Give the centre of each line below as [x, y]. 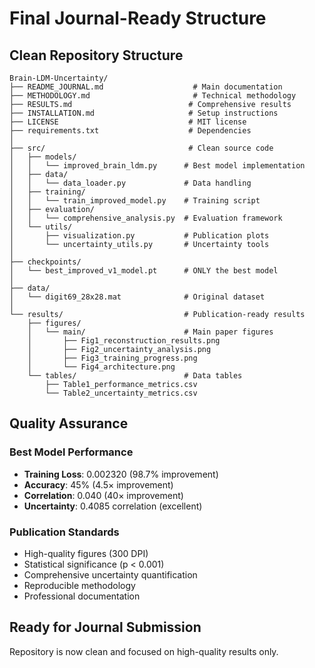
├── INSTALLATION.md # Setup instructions [144, 113]
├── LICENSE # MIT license [128, 122]
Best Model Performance [71, 452]
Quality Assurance [69, 423]
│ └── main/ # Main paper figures [150, 332]
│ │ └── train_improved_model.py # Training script [135, 201]
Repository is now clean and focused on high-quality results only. [144, 651]
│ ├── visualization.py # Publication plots [139, 236]
